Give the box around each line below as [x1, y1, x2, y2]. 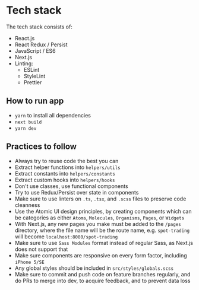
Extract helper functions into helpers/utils [14, 164, 121, 171]
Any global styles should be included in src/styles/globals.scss [14, 264, 174, 272]
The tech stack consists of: [6, 23, 72, 30]
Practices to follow [6, 142, 77, 152]
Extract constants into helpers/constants [14, 170, 116, 177]
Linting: [14, 60, 34, 67]
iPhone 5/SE [14, 259, 45, 265]
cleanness [14, 201, 40, 208]
